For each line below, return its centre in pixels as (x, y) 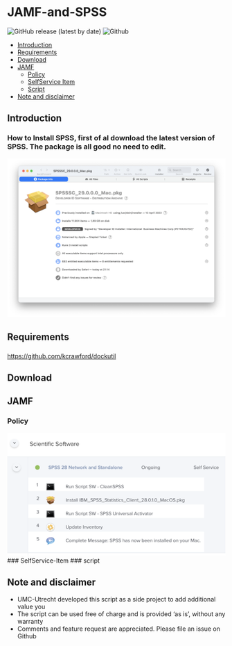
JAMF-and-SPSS (57, 12)
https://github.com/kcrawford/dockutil (62, 356)
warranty (30, 621)
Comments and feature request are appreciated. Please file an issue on (118, 629)
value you (31, 606)
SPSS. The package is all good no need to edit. (87, 147)
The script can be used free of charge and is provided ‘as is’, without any (121, 614)
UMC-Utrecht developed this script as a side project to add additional (116, 599)
